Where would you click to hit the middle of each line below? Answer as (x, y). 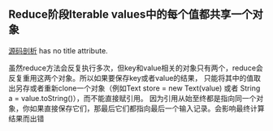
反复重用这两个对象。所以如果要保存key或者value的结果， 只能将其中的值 (131, 78)
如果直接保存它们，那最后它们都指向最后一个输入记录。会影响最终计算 (147, 108)
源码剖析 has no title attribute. (58, 50)
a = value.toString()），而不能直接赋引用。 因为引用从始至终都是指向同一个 (132, 98)
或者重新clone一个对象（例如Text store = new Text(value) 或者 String (145, 88)
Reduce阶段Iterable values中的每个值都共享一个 (130, 15)
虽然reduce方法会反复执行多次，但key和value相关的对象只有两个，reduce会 (136, 68)
